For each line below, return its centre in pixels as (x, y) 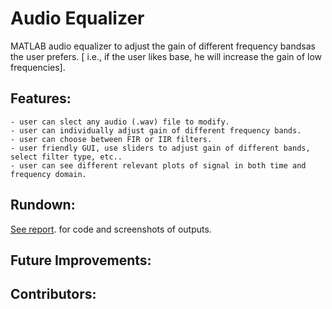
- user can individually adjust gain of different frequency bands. (156, 130)
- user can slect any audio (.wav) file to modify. (120, 122)
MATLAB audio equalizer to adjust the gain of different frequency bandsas (163, 46)
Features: (41, 98)
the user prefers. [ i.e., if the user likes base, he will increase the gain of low (166, 56)
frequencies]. (38, 67)
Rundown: (43, 205)
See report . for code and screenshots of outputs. (111, 229)
